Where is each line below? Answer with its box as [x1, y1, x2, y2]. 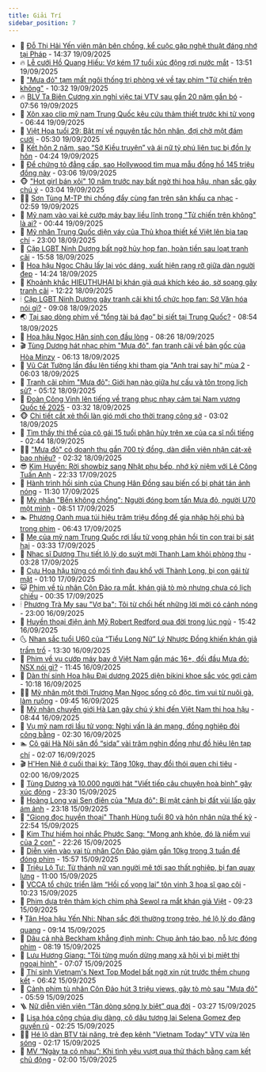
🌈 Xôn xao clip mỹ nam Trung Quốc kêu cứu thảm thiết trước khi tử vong [19, 108, 256, 119]
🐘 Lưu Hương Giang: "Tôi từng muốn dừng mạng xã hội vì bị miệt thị [19, 950, 240, 960]
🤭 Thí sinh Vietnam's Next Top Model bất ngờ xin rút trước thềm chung [19, 967, 250, 976]
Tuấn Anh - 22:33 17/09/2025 [19, 469, 117, 479]
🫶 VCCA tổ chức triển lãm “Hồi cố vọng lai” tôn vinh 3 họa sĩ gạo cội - [19, 880, 247, 889]
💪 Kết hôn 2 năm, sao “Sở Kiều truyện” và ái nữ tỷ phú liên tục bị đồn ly [19, 143, 252, 152]
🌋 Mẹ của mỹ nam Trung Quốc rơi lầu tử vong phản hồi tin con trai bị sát [19, 532, 255, 542]
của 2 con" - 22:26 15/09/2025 [19, 837, 121, 847]
